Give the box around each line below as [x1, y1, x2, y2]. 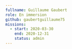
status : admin [14, 36, 44, 41]
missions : [5, 21, 27, 27]
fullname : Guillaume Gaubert [5, 7, 67, 13]
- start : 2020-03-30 [10, 27, 54, 32]
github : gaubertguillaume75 [5, 17, 65, 22]
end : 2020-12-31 [14, 31, 50, 36]
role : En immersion [5, 12, 47, 17]
